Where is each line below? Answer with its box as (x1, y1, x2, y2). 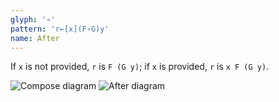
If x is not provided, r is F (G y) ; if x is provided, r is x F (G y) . (10, 61, 270, 73)
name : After (10, 33, 60, 43)
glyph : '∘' (10, 14, 56, 25)
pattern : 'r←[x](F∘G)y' (10, 24, 110, 34)
